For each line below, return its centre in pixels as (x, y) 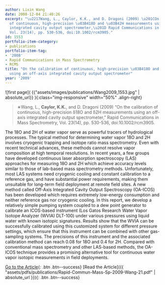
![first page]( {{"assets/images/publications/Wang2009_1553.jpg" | (72, 92)
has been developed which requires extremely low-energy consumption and (82, 195)
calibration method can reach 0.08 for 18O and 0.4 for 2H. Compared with (80, 242)
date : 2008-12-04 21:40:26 (33, 14)
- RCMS (12, 64)
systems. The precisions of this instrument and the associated (87, 236)
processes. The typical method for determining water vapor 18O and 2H (78, 137)
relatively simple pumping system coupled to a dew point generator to (76, 205)
